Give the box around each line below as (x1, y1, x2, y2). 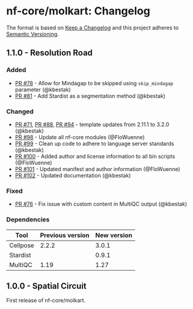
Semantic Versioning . (6, 30, 59, 37)
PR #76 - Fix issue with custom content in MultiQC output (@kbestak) (14, 200, 188, 208)
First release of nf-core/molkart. (6, 297, 86, 304)
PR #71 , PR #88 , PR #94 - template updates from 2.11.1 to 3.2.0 (14, 121, 170, 128)
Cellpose (9, 241, 34, 250)
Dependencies (6, 215, 50, 224)
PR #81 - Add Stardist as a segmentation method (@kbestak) (14, 92, 166, 100)
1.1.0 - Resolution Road (6, 48, 93, 58)
